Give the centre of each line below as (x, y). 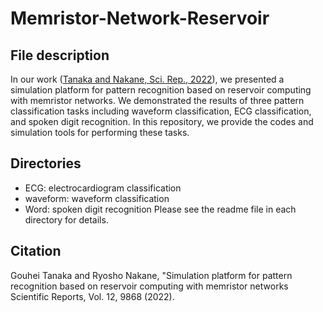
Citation (36, 251)
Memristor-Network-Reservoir (140, 18)
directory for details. (66, 219)
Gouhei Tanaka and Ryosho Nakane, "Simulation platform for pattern (151, 275)
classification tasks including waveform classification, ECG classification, (161, 111)
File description (60, 55)
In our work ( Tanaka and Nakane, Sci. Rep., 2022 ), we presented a (147, 79)
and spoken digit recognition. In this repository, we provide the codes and (162, 121)
